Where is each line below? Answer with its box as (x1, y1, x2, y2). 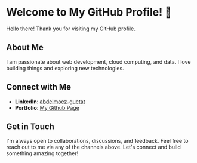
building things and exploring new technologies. (6, 64, 124, 72)
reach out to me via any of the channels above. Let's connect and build (6, 143, 181, 151)
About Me (6, 42, 44, 53)
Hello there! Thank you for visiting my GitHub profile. (6, 25, 136, 32)
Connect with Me (6, 82, 72, 92)
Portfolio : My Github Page (14, 104, 79, 111)
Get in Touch (6, 121, 55, 131)
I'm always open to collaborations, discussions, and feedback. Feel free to (6, 137, 189, 144)
